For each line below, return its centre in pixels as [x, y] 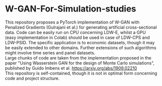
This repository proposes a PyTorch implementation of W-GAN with [72, 22]
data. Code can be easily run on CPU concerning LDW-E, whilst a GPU [75, 32]
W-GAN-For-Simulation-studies [71, 9]
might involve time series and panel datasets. [50, 53]
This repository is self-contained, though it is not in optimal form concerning [81, 73]
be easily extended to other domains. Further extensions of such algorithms [81, 48]
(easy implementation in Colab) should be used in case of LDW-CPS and [77, 37]
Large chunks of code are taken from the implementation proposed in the [78, 58]
